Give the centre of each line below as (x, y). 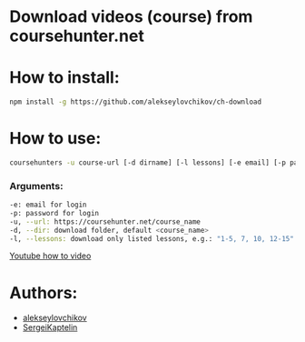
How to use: (55, 139)
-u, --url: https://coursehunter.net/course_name (105, 221)
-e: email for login (49, 205)
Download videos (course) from (131, 17)
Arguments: (36, 186)
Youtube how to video (50, 256)
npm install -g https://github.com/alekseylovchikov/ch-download (135, 102)
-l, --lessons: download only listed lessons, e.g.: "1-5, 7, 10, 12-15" (152, 238)
